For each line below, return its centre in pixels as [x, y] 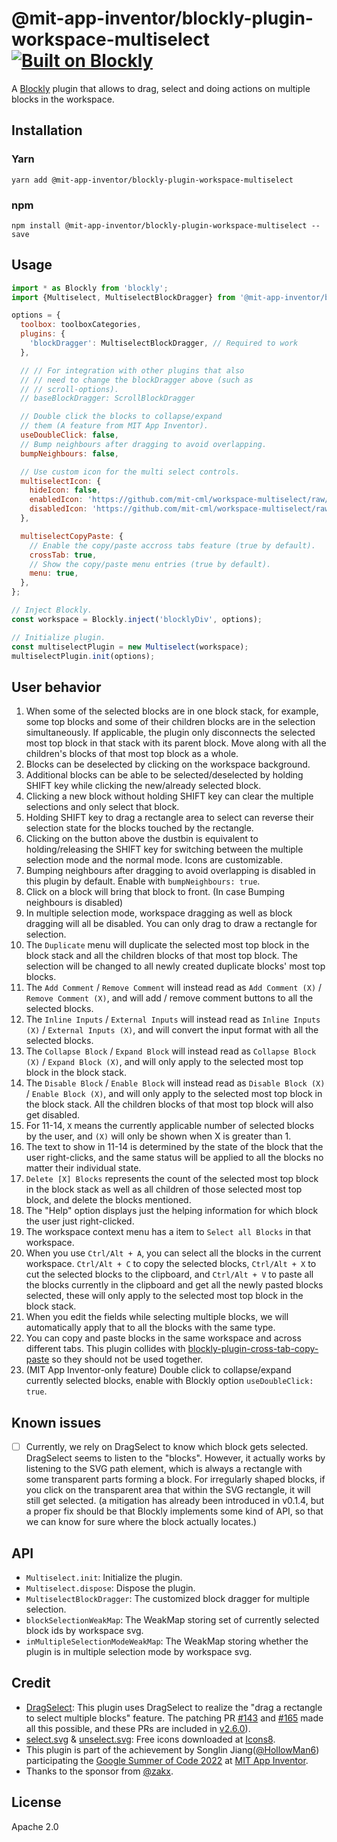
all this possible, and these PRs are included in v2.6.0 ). [138, 1728]
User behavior [56, 687]
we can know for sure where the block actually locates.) [141, 1522]
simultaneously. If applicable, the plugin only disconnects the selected [170, 733]
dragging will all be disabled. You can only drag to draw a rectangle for [171, 924]
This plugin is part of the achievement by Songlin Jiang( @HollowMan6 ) [172, 1749]
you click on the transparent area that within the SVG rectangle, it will [168, 1490]
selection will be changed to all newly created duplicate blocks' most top [175, 966]
